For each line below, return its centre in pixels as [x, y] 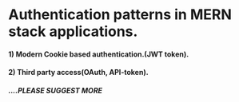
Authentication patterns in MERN [120, 15]
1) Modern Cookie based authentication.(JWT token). [99, 54]
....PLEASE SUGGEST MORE [55, 90]
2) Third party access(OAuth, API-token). [79, 73]
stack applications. [73, 31]
